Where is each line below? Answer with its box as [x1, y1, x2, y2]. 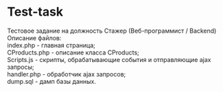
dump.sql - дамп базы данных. [7, 77, 97, 85]
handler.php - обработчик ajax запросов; [7, 70, 126, 78]
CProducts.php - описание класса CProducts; [7, 48, 139, 57]
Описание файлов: [7, 33, 62, 42]
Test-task [7, 4, 64, 20]
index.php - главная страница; [7, 41, 96, 49]
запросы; [7, 63, 34, 71]
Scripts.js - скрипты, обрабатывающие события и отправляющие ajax [7, 55, 211, 63]
